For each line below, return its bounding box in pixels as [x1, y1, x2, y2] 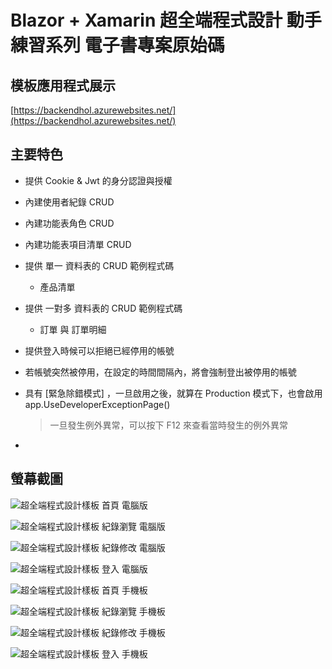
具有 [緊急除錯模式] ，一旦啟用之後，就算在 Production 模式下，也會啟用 [24, 387, 323, 399]
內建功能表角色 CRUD [24, 217, 115, 229]
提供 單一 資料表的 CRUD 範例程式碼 [24, 259, 175, 271]
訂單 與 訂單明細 [39, 323, 107, 335]
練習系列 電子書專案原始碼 [10, 34, 225, 57]
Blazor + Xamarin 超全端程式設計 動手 [10, 9, 322, 32]
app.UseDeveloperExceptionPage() [24, 398, 171, 410]
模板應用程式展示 [10, 77, 116, 94]
